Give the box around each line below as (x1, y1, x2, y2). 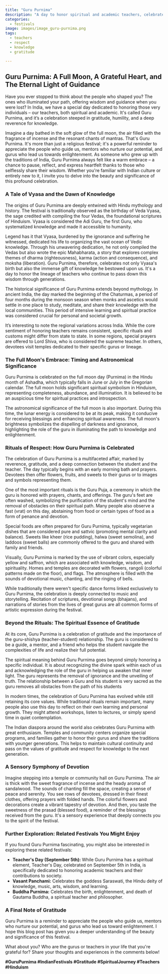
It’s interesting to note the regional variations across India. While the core (5, 322, 155, 328)
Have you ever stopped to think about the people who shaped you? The (5, 94, 153, 100)
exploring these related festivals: (5, 847, 72, 853)
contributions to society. (12, 873, 62, 879)
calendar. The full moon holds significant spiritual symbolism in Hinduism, (5, 384, 157, 390)
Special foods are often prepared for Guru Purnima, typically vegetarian (5, 523, 153, 529)
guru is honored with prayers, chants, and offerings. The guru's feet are (5, 492, 153, 498)
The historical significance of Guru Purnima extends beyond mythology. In (5, 286, 158, 292)
